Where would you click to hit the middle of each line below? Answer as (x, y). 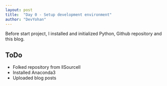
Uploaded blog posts (34, 78)
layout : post (19, 10)
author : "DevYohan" (26, 19)
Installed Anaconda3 (34, 73)
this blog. (15, 39)
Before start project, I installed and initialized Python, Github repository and (83, 34)
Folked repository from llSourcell (47, 67)
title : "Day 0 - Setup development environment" (59, 15)
